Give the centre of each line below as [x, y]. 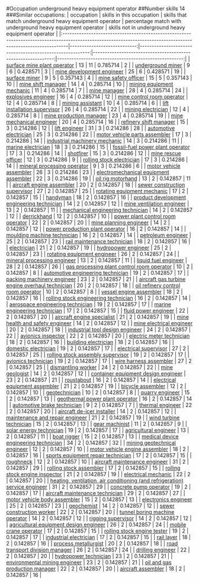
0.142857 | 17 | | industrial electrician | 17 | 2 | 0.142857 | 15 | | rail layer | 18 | [99, 537]
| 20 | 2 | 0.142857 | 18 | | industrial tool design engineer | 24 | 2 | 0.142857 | [99, 329]
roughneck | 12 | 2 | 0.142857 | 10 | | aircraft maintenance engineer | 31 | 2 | [98, 462]
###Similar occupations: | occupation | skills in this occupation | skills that [97, 15]
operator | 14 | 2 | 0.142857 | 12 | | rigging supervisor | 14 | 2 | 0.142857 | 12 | [99, 518]
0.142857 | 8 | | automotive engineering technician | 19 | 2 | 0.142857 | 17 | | [98, 273]
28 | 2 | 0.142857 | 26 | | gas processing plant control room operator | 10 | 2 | [99, 267]
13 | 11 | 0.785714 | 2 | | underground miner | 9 [134, 65]
